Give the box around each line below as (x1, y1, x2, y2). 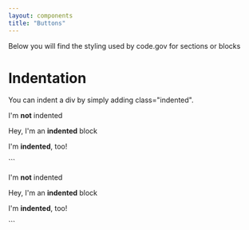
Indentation (8, 69, 87, 87)
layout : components (8, 11, 73, 20)
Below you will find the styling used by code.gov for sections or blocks (8, 41, 241, 50)
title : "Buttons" (8, 19, 66, 27)
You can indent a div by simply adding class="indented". (8, 95, 194, 105)
